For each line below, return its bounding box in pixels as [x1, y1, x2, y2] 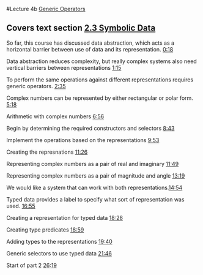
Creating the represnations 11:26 [6, 148, 88, 156]
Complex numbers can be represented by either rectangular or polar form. [6, 94, 194, 102]
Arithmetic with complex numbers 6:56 [6, 113, 105, 120]
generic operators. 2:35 [6, 82, 66, 89]
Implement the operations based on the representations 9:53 [6, 136, 160, 143]
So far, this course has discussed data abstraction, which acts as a [6, 39, 175, 47]
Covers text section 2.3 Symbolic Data [6, 23, 156, 33]
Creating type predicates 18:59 [6, 226, 84, 233]
